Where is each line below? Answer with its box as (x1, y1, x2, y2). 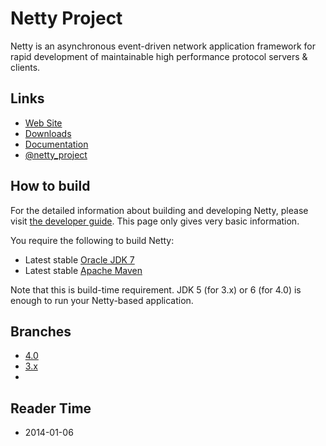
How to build (10, 178, 91, 195)
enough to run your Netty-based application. (10, 294, 194, 306)
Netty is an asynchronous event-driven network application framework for (10, 40, 317, 52)
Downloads (24, 127, 72, 139)
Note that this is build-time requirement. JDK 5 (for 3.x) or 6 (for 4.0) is (10, 283, 302, 296)
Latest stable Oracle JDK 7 (24, 253, 135, 266)
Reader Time (10, 400, 92, 417)
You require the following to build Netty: (10, 234, 175, 246)
